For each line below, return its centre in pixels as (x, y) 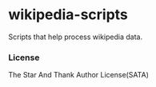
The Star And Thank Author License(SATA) (79, 75)
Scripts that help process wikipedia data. (75, 37)
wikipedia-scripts (68, 15)
